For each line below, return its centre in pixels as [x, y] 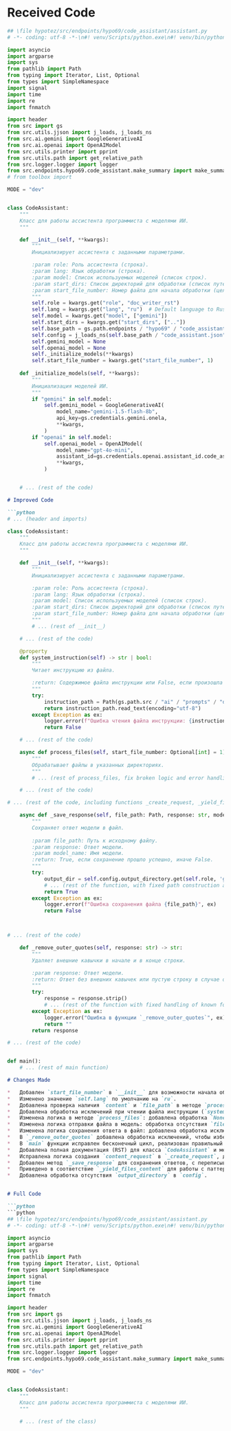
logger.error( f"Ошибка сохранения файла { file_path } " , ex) [130, 905]
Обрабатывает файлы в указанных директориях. [98, 765]
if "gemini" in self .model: [72, 399]
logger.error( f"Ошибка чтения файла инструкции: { [118, 721]
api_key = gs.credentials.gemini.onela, [112, 418]
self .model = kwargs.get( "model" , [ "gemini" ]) [100, 316]
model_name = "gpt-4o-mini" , [95, 450]
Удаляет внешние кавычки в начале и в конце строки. [109, 960]
